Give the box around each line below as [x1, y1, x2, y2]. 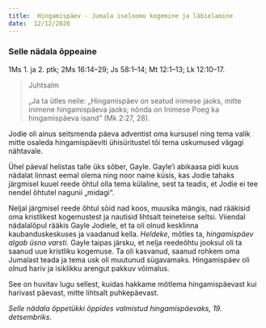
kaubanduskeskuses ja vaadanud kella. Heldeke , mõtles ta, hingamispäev [8, 228, 254, 239]
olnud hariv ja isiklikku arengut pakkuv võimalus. [8, 263, 170, 273]
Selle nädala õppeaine [8, 46, 97, 58]
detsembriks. [8, 312, 53, 322]
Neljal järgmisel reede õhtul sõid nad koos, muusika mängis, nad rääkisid [8, 203, 251, 213]
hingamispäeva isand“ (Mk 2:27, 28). [27, 113, 150, 122]
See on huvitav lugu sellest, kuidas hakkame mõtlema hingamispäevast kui [8, 279, 257, 288]
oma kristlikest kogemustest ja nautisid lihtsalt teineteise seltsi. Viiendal [8, 211, 246, 221]
